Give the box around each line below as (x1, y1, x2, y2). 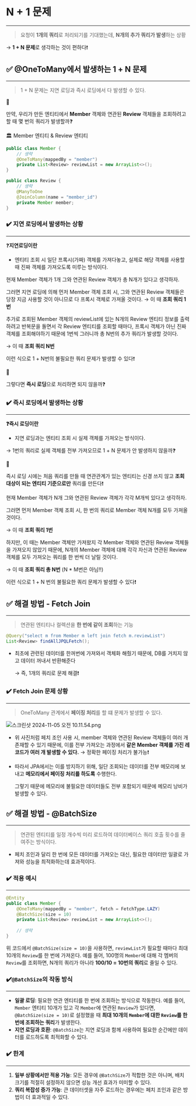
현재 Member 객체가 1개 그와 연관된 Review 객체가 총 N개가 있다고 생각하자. (6, 276, 180, 283)
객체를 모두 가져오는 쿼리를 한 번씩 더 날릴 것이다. (6, 553, 118, 560)
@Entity (6, 895, 25, 901)
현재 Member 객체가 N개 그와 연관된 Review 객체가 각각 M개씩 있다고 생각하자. (6, 494, 187, 501)
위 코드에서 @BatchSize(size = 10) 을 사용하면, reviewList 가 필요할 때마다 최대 (6, 944, 188, 951)
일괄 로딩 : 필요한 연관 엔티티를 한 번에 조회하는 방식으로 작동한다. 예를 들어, (14, 997, 185, 1004)
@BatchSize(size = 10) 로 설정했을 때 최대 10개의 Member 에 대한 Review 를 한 (14, 1012, 188, 1019)
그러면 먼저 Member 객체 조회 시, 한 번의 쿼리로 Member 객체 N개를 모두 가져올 (6, 506, 188, 513)
